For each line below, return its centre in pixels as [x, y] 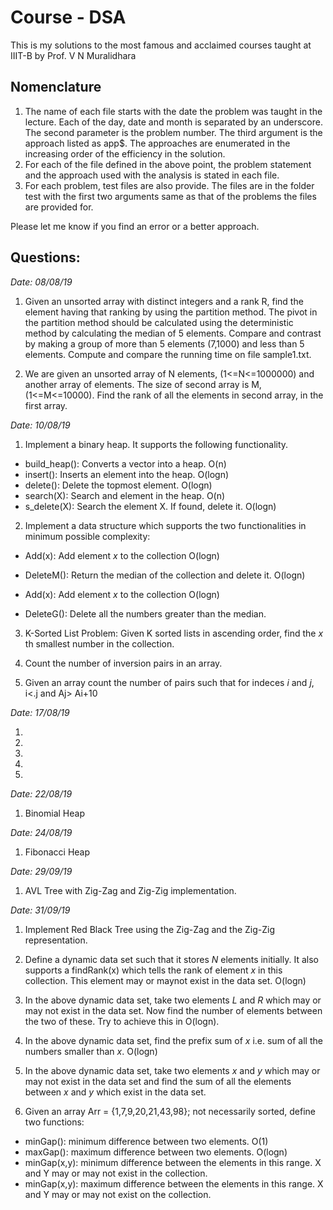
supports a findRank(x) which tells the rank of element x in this [153, 970]
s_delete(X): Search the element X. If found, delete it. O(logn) [150, 506]
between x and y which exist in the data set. [115, 1092]
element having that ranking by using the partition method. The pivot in [171, 312]
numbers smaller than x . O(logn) [91, 1051]
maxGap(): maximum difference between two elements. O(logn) [156, 1152]
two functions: [54, 1122]
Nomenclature [56, 87]
